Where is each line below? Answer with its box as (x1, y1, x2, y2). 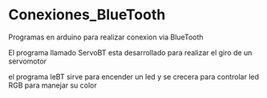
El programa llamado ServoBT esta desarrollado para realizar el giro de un (8, 47, 253, 57)
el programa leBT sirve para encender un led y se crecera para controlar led (8, 71, 259, 81)
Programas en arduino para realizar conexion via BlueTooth (8, 32, 204, 42)
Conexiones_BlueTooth (8, 6, 166, 24)
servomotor (8, 56, 47, 66)
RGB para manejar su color (8, 80, 98, 90)
